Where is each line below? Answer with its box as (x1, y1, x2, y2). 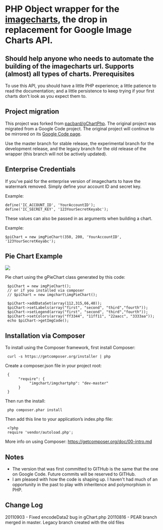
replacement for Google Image (5, 25, 132, 35)
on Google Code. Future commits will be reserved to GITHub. (12, 471, 136, 477)
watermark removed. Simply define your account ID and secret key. (5, 183, 141, 189)
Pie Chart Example (5, 252, 63, 261)
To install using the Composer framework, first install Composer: (5, 345, 136, 351)
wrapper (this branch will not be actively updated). (5, 151, 107, 157)
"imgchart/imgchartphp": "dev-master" (29, 381, 109, 386)
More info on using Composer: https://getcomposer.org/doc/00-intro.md (5, 439, 152, 444)
